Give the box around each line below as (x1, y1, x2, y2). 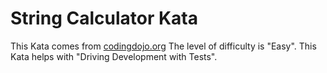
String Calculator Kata (10, 7, 198, 30)
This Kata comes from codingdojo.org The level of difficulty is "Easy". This (10, 40, 317, 52)
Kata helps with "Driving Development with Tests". (10, 50, 218, 62)
